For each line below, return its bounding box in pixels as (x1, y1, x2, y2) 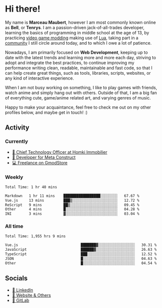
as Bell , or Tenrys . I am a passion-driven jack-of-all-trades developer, (5, 24, 145, 30)
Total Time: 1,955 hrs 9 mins (5, 234, 66, 239)
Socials (5, 274, 28, 282)
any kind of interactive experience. (5, 75, 74, 81)
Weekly (5, 174, 23, 180)
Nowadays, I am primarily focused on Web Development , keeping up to (5, 49, 148, 55)
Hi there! (5, 3, 41, 15)
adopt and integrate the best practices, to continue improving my (5, 60, 134, 65)
